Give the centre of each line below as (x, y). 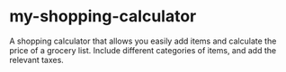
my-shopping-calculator (103, 16)
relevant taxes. (37, 60)
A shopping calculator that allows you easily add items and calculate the (143, 41)
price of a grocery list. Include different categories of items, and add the (143, 50)
